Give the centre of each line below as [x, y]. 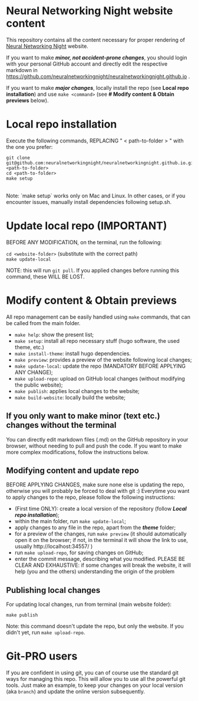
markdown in [22, 70]
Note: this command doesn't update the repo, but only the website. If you [95, 626]
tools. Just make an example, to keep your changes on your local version [95, 685]
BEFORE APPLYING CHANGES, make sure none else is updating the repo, [95, 485]
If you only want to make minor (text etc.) [83, 416]
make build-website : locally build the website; [70, 397]
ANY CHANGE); [34, 372]
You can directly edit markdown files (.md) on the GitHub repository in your [97, 439]
